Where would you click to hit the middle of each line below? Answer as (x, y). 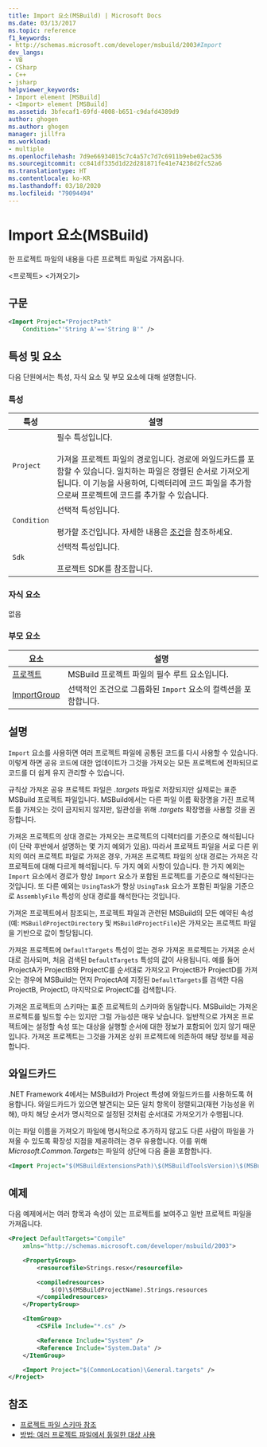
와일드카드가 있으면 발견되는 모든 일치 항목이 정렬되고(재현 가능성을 (142, 1105)
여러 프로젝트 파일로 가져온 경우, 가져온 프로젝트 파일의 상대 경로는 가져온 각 (140, 856)
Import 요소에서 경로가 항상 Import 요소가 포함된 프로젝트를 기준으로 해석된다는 (131, 876)
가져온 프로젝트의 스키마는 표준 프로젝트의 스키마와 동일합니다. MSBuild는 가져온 (133, 1006)
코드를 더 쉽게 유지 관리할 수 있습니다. (66, 772)
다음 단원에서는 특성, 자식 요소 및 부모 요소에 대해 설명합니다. (103, 377)
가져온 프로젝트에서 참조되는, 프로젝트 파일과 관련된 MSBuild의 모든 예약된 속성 (131, 913)
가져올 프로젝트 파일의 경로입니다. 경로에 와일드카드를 (151, 460)
